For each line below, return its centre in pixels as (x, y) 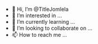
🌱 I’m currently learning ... (43, 22)
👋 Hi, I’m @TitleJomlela (40, 9)
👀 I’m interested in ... (37, 15)
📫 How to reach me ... (39, 35)
